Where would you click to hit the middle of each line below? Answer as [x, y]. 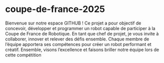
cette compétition [23, 55]
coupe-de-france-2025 [55, 9]
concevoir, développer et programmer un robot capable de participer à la [80, 28]
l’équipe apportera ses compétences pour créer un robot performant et [78, 44]
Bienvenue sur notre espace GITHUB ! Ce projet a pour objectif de [73, 23]
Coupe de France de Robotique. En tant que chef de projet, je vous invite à [82, 33]
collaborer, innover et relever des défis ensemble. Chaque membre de [77, 39]
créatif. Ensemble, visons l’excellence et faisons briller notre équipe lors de [82, 49]
